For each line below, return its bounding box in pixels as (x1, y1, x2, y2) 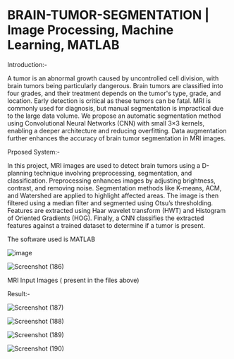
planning (7, 169, 33, 177)
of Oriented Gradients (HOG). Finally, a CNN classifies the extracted (7, 214, 204, 222)
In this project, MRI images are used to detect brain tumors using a (7, 161, 201, 169)
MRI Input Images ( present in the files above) (7, 276, 140, 284)
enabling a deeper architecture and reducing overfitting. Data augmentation (7, 126, 227, 135)
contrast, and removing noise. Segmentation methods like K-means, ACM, (7, 183, 222, 192)
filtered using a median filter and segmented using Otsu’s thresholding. (7, 198, 214, 207)
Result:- (7, 289, 30, 298)
